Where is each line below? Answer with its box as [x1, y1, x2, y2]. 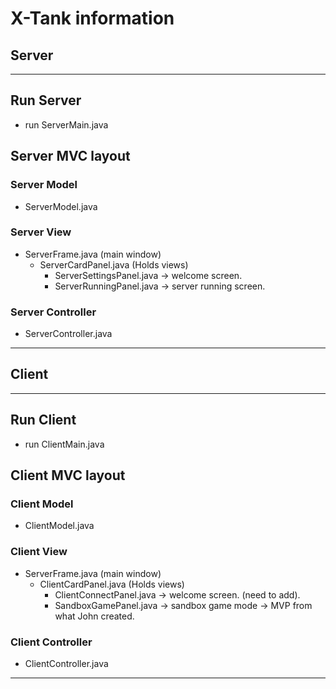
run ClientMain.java [24, 438, 105, 450]
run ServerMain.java [24, 118, 109, 131]
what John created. [54, 610, 135, 622]
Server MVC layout [10, 148, 131, 165]
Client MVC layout [10, 467, 126, 484]
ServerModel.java [24, 200, 98, 212]
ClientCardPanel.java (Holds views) [39, 578, 185, 590]
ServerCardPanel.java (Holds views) [39, 258, 189, 271]
